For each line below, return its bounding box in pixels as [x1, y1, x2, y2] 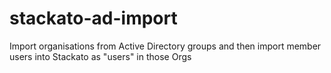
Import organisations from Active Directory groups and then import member [9, 40, 322, 52]
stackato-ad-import [9, 7, 178, 30]
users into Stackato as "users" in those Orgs [9, 50, 192, 62]
